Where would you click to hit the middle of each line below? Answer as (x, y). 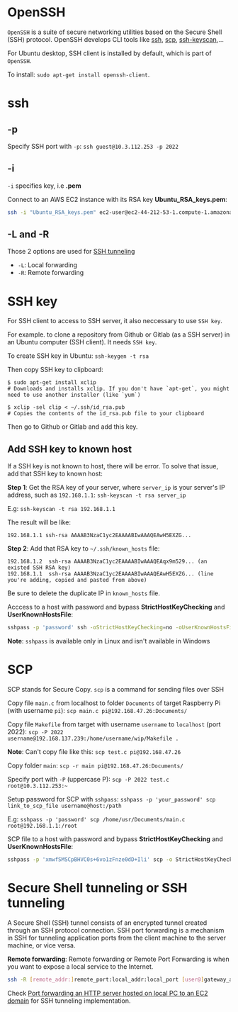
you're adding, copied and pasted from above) (77, 580)
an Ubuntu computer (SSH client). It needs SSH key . (82, 342)
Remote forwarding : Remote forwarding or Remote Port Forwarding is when (118, 959)
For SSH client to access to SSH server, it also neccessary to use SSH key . (115, 321)
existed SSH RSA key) (39, 568)
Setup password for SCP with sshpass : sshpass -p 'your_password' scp (112, 799)
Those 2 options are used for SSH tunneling (71, 252)
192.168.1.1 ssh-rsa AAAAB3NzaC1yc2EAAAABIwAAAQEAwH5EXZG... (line (110, 574)
